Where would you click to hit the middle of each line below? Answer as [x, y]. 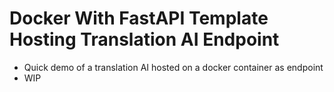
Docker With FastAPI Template [139, 18]
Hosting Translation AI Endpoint [144, 39]
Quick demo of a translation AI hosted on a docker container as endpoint [173, 67]
